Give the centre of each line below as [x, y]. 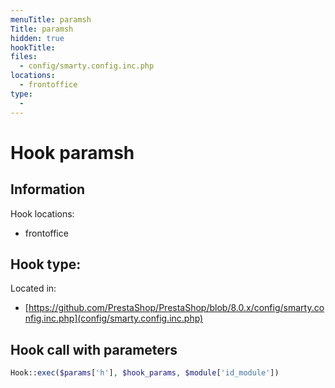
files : [24, 57]
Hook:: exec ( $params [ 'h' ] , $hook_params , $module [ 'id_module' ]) [145, 373]
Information [48, 189]
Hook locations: [42, 213]
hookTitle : [33, 47]
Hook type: [46, 264]
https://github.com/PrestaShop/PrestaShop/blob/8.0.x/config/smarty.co [176, 308]
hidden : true [37, 38]
